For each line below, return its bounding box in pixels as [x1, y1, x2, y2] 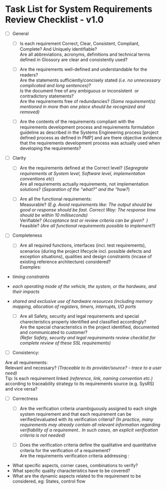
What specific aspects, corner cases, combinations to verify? [12, 462, 138, 468]
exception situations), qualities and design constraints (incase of [19, 253, 152, 259]
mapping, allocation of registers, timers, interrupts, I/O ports [12, 303, 136, 309]
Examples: [19, 264, 41, 270]
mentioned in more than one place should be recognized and [19, 103, 145, 110]
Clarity [12, 155, 26, 161]
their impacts [12, 289, 40, 294]
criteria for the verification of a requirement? [19, 447, 111, 453]
